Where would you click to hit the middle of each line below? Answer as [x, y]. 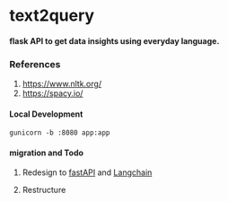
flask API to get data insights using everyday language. [114, 40]
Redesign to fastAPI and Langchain [87, 172]
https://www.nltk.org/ [61, 84]
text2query [52, 16]
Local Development [46, 114]
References [35, 64]
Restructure [44, 190]
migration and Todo [46, 153]
